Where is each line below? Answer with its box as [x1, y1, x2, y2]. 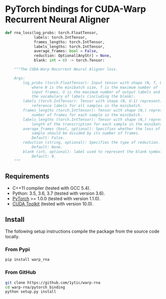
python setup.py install [5, 289, 56, 295]
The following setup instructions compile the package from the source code [5, 228, 160, 234]
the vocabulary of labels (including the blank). [31, 94, 136, 99]
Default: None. [31, 145, 63, 150]
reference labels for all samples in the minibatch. [31, 103, 142, 108]
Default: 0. [31, 154, 56, 159]
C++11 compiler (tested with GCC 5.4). [12, 185, 91, 191]
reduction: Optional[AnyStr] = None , [34, 53, 112, 58]
